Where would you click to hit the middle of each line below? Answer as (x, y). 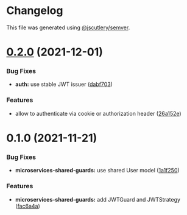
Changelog (35, 11)
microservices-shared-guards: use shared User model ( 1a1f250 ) (97, 171)
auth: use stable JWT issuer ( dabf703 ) (64, 84)
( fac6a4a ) (28, 206)
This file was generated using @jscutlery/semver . (68, 27)
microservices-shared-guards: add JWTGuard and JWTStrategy (98, 199)
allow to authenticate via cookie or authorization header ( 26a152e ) (98, 113)
